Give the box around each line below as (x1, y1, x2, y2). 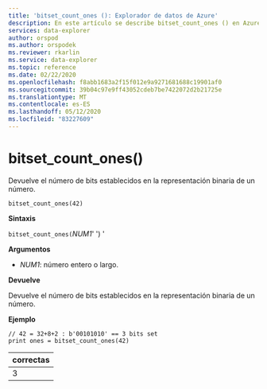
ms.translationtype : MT (8, 93, 87, 101)
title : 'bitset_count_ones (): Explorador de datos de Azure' (8, 11, 219, 20)
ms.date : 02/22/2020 (8, 71, 77, 79)
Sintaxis (8, 213, 36, 223)
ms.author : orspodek (8, 41, 77, 49)
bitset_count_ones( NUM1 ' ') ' (8, 228, 105, 239)
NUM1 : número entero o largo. (19, 259, 119, 269)
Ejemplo (8, 314, 36, 324)
